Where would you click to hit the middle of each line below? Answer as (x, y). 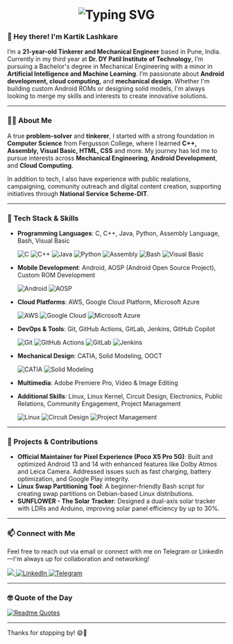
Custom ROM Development (56, 275)
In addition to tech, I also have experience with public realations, (99, 179)
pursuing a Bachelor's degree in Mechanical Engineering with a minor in (110, 67)
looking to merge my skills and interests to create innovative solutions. (107, 96)
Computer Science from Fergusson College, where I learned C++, (102, 143)
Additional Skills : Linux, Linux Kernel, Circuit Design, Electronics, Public (120, 396)
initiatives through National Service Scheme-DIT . (78, 193)
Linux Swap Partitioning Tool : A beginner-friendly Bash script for (111, 486)
